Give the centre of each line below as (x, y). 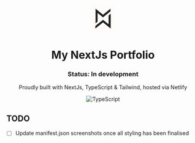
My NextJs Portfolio (103, 55)
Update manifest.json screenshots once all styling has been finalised (102, 133)
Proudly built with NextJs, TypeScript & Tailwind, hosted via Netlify (103, 87)
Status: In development (103, 74)
